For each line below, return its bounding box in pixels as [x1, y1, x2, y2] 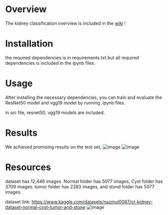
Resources [5, 162, 51, 173]
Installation [5, 38, 53, 49]
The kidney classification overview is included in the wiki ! [5, 20, 126, 26]
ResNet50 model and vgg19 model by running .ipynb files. [5, 99, 126, 105]
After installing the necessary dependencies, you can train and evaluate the [5, 94, 162, 100]
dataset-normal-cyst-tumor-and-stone [5, 204, 86, 210]
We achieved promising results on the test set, [5, 144, 102, 150]
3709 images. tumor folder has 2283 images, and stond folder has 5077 [5, 183, 155, 190]
